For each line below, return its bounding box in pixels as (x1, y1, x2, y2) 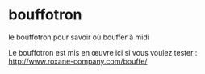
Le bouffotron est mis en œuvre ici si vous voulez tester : (8, 47, 198, 57)
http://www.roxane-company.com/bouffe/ (8, 56, 148, 66)
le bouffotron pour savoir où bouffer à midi (8, 32, 149, 42)
